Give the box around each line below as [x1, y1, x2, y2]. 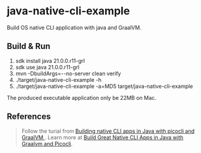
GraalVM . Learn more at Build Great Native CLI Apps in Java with [21, 133, 184, 141]
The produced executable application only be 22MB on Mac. [7, 94, 157, 101]
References [7, 112, 51, 122]
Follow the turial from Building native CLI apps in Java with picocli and [21, 127, 195, 134]
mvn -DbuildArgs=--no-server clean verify [15, 70, 121, 77]
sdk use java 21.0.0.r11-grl [15, 63, 80, 71]
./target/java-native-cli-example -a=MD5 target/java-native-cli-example [15, 82, 194, 90]
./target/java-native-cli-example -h [15, 76, 101, 83]
